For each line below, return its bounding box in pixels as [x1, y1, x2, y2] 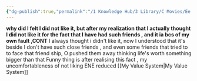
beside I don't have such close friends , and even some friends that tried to [6, 43, 188, 50]
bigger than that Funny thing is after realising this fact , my [6, 56, 148, 63]
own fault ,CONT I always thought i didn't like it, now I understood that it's [6, 37, 186, 44]
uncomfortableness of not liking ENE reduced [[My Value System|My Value [6, 62, 188, 69]
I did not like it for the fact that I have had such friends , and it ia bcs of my [6, 31, 190, 38]
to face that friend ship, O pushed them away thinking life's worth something [6, 49, 192, 56]
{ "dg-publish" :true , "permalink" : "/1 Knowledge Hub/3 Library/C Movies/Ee [6, 8, 191, 15]
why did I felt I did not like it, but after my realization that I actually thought [6, 25, 191, 32]
